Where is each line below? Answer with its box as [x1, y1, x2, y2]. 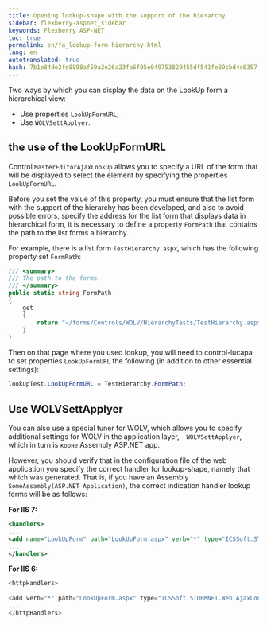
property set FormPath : [8, 251, 82, 261]
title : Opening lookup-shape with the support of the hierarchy [8, 11, 226, 20]
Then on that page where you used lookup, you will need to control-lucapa [8, 347, 253, 358]
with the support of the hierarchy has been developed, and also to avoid [8, 202, 245, 212]
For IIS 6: [8, 564, 38, 573]
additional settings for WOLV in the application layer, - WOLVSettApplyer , [8, 432, 242, 441]
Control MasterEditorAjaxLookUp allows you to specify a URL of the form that [8, 161, 258, 171]
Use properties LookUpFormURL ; [19, 109, 119, 118]
